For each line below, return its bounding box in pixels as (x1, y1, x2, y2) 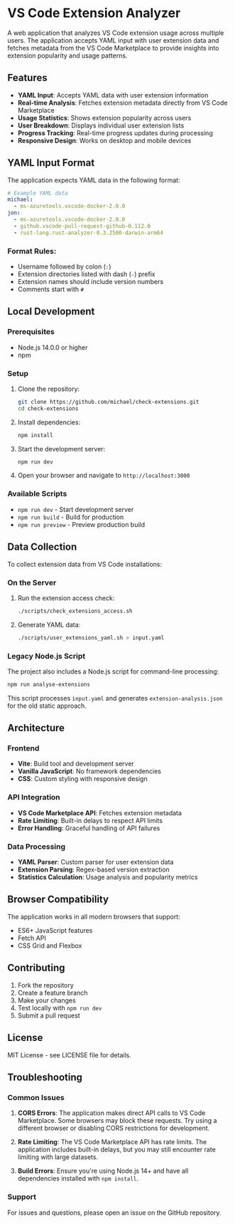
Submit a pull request (17, 1011, 80, 1020)
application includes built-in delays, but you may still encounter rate (17, 1145, 217, 1154)
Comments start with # (17, 285, 84, 293)
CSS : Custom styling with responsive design (17, 775, 148, 783)
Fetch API (17, 933, 46, 942)
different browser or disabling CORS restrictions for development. (17, 1124, 210, 1133)
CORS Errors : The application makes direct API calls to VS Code (17, 1109, 206, 1117)
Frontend (7, 743, 40, 753)
